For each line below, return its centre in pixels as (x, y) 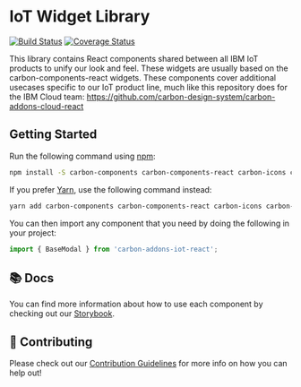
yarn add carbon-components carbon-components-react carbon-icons (136, 206)
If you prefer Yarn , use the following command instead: (111, 189)
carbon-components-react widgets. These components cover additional (142, 77)
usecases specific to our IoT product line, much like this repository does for (149, 87)
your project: (33, 232)
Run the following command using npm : (82, 156)
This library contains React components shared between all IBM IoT (134, 58)
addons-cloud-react (47, 106)
